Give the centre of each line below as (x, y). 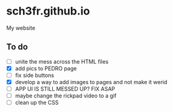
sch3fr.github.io (48, 11)
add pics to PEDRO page (46, 68)
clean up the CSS (37, 103)
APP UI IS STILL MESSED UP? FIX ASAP (65, 89)
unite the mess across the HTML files (62, 61)
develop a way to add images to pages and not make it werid (91, 82)
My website (21, 28)
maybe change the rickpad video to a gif (66, 96)
